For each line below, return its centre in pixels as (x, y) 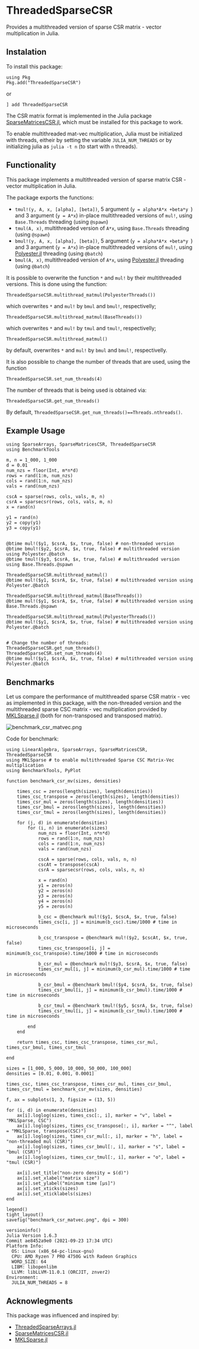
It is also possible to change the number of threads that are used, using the (98, 361)
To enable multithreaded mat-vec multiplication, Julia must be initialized (94, 133)
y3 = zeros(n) (55, 896)
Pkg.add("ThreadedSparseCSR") (44, 82)
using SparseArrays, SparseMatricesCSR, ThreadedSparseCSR (81, 445)
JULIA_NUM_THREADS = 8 (40, 1283)
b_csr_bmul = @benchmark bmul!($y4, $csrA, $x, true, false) (116, 985)
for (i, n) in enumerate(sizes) (68, 828)
